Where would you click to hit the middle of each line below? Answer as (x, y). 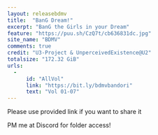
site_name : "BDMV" (34, 40)
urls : (15, 66)
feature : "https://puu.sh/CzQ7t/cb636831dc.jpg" (79, 33)
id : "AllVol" (45, 79)
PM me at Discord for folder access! (59, 125)
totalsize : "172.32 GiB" (43, 59)
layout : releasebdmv (37, 14)
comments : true (29, 46)
